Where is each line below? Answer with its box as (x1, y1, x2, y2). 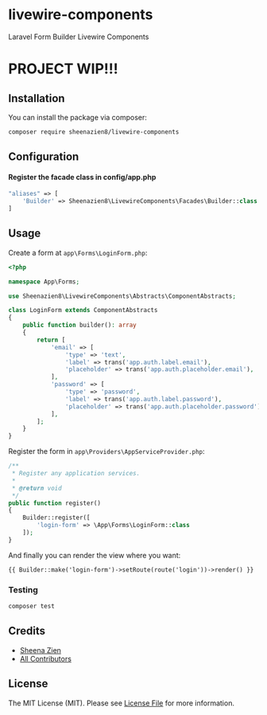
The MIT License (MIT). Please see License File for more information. (8, 698, 234, 708)
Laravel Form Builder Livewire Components (8, 32, 149, 41)
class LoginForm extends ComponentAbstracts (8, 307, 158, 315)
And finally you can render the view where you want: (8, 550, 181, 560)
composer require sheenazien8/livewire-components (8, 127, 180, 136)
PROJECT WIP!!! (8, 60, 118, 78)
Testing (8, 584, 38, 595)
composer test (8, 603, 56, 611)
